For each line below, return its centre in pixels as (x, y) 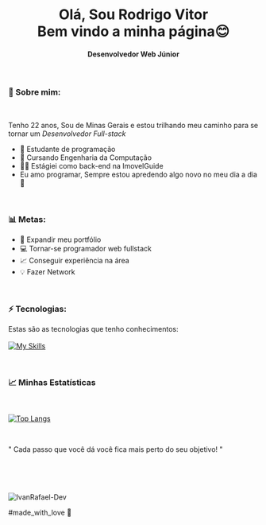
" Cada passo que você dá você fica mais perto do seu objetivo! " (116, 449)
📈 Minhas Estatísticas (52, 383)
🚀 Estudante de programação (67, 149)
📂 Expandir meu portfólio (60, 239)
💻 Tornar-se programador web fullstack (86, 248)
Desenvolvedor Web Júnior (133, 54)
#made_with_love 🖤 (40, 512)
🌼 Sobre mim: (35, 92)
